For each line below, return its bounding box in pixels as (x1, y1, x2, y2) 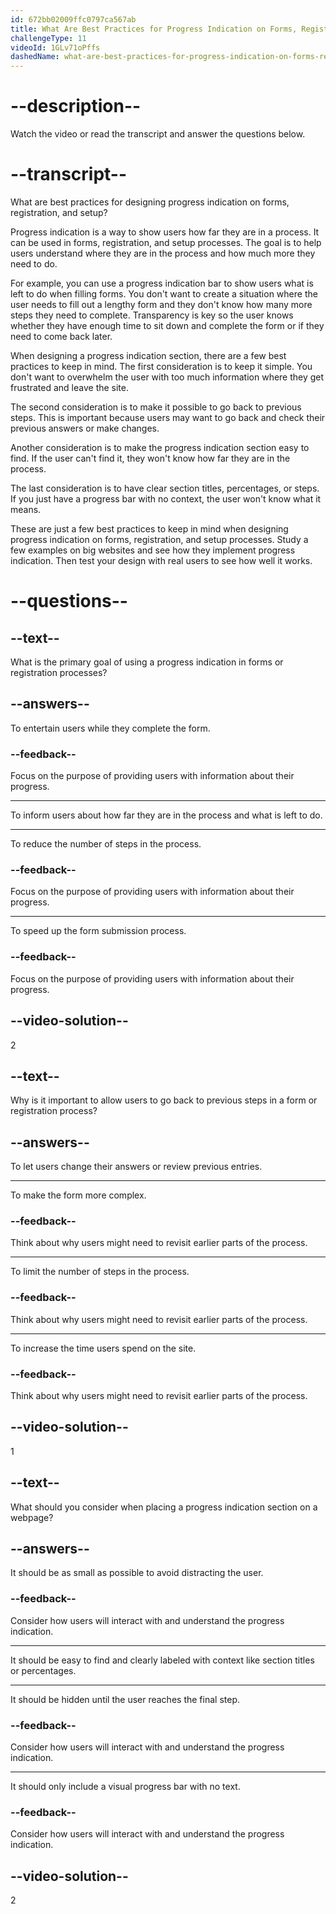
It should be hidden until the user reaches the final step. (10, 1693, 240, 1705)
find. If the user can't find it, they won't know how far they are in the (10, 452, 291, 464)
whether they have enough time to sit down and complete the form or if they (10, 320, 325, 331)
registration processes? (10, 667, 108, 678)
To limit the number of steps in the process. (10, 1266, 190, 1278)
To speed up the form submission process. (10, 925, 187, 937)
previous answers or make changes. (10, 422, 160, 434)
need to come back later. (10, 331, 113, 342)
